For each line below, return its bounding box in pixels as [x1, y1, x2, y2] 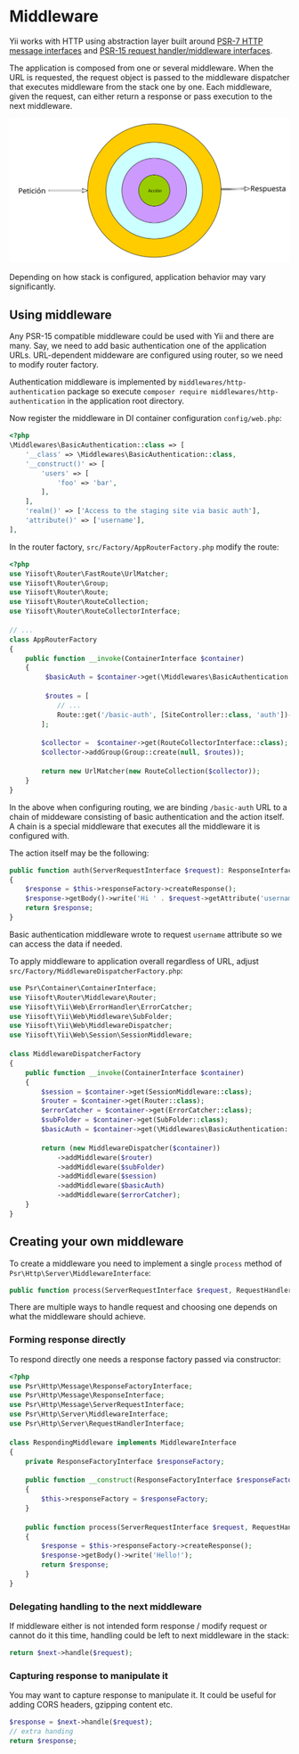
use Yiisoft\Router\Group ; [9, 578, 109, 588]
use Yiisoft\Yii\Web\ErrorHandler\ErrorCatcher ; [9, 1002, 193, 1012]
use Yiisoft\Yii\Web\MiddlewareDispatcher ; [9, 1022, 174, 1030]
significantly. [9, 281, 56, 292]
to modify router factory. [9, 360, 100, 370]
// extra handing [9, 1727, 74, 1736]
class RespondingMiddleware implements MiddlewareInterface [9, 1438, 238, 1447]
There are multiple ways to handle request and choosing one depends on [9, 1302, 278, 1312]
